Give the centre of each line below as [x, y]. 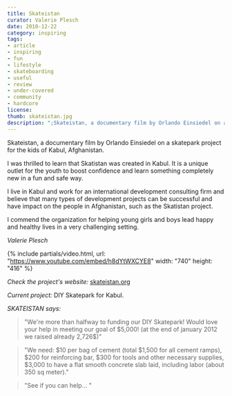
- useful [20, 78]
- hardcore [23, 104]
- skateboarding [30, 71]
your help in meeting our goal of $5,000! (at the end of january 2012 [120, 329]
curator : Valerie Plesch [43, 20]
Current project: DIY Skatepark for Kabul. [66, 295]
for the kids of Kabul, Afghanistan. [56, 150]
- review [20, 84]
